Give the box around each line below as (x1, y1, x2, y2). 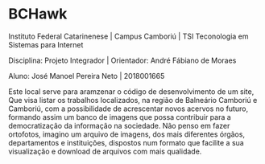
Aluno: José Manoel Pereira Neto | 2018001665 (8, 71, 165, 80)
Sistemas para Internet (8, 39, 84, 49)
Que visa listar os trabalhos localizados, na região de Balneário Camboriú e (8, 95, 258, 105)
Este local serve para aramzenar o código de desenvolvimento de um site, (8, 86, 255, 96)
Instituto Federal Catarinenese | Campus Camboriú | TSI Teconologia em (8, 31, 249, 41)
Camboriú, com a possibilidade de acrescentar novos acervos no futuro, (8, 104, 248, 113)
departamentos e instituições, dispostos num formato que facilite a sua (8, 137, 244, 147)
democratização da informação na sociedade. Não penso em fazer (8, 121, 230, 130)
